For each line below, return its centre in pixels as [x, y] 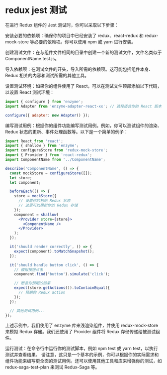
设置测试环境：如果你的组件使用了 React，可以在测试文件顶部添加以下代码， [83, 86]
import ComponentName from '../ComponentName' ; [55, 160]
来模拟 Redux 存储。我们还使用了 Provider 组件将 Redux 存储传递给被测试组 [83, 332]
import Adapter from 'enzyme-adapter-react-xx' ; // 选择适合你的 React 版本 [83, 106]
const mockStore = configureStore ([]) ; [51, 173]
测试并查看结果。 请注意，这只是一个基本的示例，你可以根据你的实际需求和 [82, 355]
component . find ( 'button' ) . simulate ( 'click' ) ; [62, 274]
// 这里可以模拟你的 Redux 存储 [48, 205]
